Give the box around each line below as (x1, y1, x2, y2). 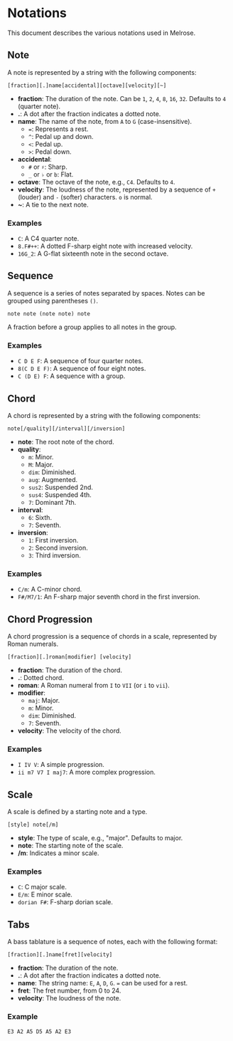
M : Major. (28, 460, 54, 469)
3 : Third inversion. (28, 550, 81, 560)
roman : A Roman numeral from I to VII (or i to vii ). (17, 681, 170, 690)
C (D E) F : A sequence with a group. (17, 372, 126, 380)
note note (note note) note (7, 310, 91, 318)
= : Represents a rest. (28, 125, 89, 133)
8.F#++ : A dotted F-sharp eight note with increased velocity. (17, 242, 193, 251)
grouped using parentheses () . (7, 296, 98, 305)
